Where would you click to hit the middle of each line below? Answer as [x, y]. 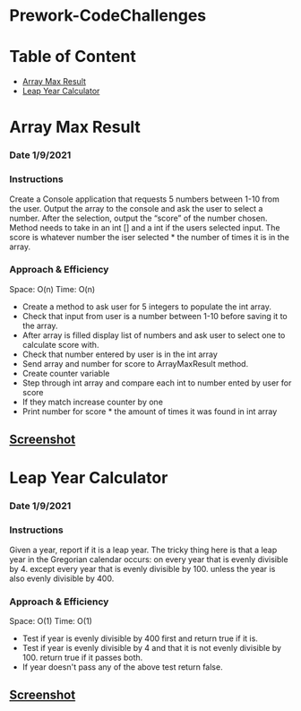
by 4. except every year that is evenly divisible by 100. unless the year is [142, 568]
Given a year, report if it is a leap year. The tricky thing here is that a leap [143, 550]
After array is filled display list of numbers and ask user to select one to [154, 335]
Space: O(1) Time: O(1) [51, 620]
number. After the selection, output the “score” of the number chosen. [138, 218]
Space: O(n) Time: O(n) [52, 289]
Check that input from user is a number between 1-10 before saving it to [155, 316]
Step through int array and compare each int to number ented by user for [157, 383]
